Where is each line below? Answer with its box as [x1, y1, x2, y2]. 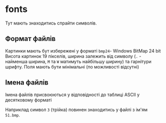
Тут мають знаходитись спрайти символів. [5, 20, 97, 26]
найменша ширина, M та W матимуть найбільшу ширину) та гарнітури [5, 58, 151, 64]
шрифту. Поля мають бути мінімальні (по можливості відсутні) [5, 63, 139, 69]
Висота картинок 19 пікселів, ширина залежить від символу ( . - [5, 53, 141, 59]
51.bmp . [5, 111, 20, 118]
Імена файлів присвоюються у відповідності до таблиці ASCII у [5, 91, 140, 97]
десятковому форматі [5, 96, 52, 103]
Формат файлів [5, 34, 56, 43]
